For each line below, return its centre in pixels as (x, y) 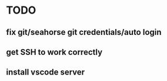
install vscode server (46, 72)
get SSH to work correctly (54, 52)
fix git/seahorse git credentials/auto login (84, 32)
